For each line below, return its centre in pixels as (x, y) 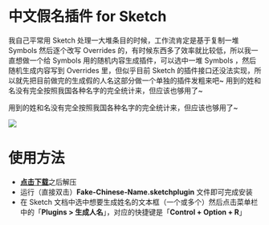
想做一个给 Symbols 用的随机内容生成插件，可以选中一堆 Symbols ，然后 (136, 60)
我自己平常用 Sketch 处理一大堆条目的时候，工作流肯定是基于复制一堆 (124, 40)
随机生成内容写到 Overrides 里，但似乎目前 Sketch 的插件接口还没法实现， (131, 70)
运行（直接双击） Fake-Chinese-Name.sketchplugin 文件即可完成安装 (136, 192)
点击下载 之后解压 (48, 182)
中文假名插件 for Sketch (88, 16)
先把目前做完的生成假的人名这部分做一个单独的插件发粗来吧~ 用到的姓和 (142, 80)
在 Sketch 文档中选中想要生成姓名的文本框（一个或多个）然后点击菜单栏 (139, 202)
